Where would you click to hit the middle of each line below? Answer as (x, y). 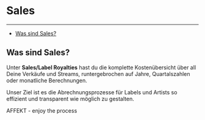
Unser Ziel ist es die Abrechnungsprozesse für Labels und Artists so (92, 92)
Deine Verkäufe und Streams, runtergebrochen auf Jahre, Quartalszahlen (98, 73)
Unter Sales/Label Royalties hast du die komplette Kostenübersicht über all (101, 67)
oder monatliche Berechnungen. (47, 80)
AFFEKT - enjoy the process (42, 110)
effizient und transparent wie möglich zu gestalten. (70, 99)
